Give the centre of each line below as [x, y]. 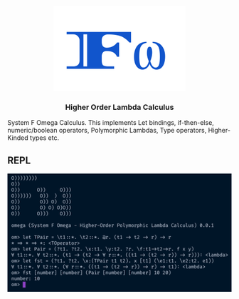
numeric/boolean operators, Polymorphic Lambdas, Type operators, [107, 131]
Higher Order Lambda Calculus [119, 107]
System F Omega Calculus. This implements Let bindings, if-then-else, [111, 123]
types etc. [44, 138]
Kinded [18, 138]
